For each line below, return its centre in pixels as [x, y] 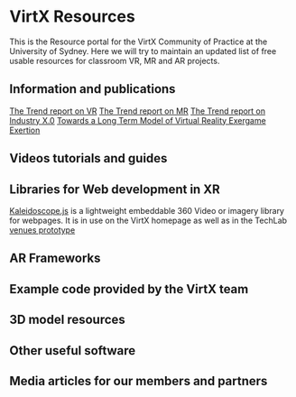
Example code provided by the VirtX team [129, 289]
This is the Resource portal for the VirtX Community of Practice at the [139, 42]
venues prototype [42, 230]
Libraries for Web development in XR [115, 189]
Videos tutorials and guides [88, 158]
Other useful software [73, 351]
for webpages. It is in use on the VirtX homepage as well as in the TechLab [148, 220]
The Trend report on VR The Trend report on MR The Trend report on [138, 111]
